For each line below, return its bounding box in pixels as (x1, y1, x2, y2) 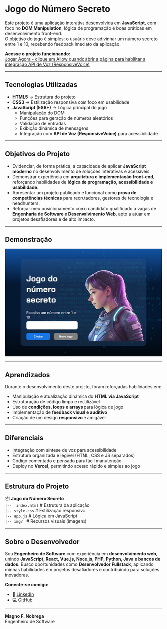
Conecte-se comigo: (5, 582, 49, 588)
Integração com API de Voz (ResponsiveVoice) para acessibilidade (19, 130, 158, 136)
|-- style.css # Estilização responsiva (5, 508, 85, 514)
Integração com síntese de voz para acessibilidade (12, 447, 117, 453)
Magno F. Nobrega (5, 613, 44, 619)
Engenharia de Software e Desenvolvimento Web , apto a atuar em (12, 211, 151, 217)
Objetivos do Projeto (5, 150, 70, 158)
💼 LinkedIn (12, 591, 34, 597)
